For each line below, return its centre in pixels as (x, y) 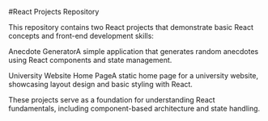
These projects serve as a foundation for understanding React (112, 100)
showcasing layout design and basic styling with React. (100, 84)
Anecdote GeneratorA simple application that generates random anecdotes (134, 51)
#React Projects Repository (54, 12)
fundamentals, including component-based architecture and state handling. (134, 108)
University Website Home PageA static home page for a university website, (134, 75)
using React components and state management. (90, 60)
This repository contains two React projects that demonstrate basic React (131, 27)
